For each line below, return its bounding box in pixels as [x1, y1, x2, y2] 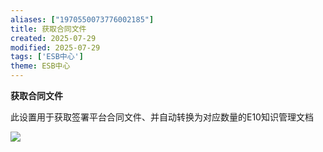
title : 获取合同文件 [10, 24, 87, 34]
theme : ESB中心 [10, 61, 71, 71]
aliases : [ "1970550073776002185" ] [10, 14, 155, 25]
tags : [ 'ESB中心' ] [10, 52, 84, 62]
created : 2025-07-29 [10, 33, 97, 43]
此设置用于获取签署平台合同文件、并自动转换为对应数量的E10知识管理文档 [10, 111, 314, 123]
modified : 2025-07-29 [10, 42, 101, 53]
